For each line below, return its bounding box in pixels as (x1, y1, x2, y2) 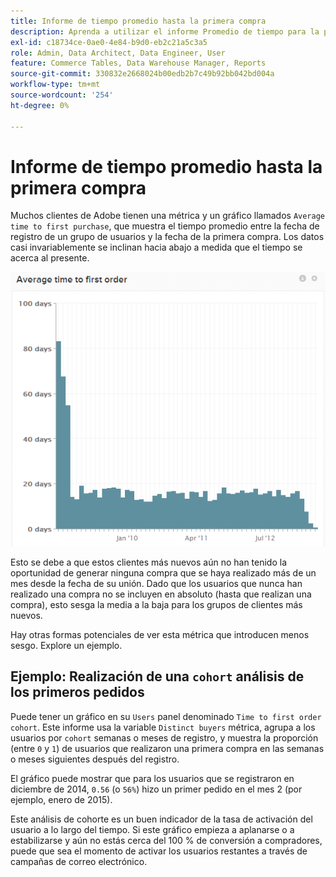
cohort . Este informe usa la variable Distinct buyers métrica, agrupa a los (10, 721, 316, 733)
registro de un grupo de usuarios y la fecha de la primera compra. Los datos (10, 231, 325, 243)
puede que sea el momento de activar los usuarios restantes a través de (10, 845, 308, 857)
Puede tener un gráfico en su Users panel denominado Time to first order (10, 710, 322, 722)
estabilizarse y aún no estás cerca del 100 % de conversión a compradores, (10, 834, 323, 846)
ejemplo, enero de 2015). (10, 793, 113, 805)
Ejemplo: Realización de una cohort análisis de (10, 668, 305, 685)
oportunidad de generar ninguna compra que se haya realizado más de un (10, 566, 317, 579)
